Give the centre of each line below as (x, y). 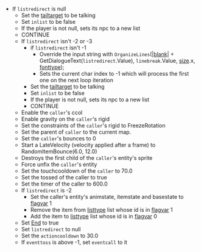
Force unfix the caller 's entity (59, 164)
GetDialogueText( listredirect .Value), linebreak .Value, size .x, (117, 61)
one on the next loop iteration (76, 80)
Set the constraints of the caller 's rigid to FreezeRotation (93, 125)
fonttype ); (52, 67)
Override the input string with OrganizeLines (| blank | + (107, 54)
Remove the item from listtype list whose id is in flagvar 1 (101, 210)
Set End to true (40, 223)
